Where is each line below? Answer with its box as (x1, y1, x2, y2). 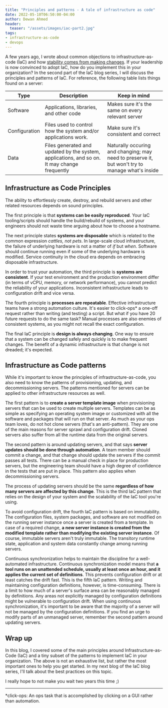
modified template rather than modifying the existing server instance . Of (5, 530, 159, 536)
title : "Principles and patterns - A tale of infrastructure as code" (5, 7, 155, 13)
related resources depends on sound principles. (5, 202, 104, 208)
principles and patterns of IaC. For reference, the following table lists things (5, 75, 161, 81)
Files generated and (44, 142, 91, 149)
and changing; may (107, 148, 152, 155)
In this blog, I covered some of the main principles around (5, 647, 124, 653)
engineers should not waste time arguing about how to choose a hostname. (5, 223, 161, 229)
